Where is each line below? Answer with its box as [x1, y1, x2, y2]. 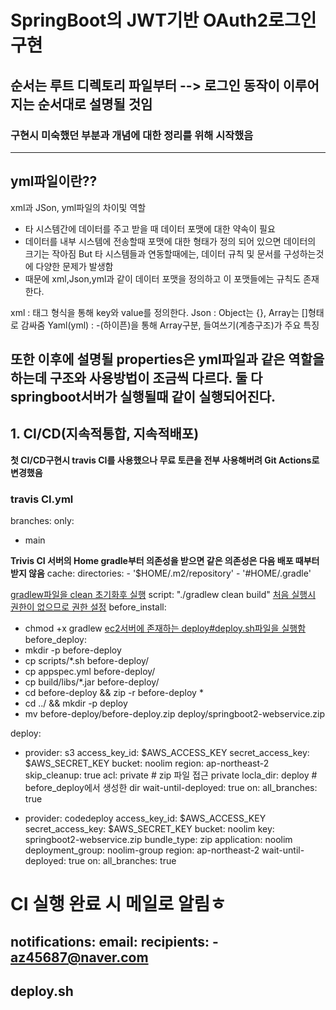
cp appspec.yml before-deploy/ [24, 666, 156, 678]
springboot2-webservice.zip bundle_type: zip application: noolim [24, 834, 293, 846]
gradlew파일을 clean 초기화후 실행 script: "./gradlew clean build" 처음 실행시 [10, 589, 317, 601]
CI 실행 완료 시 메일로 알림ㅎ [10, 893, 227, 916]
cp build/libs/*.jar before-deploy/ [24, 676, 160, 688]
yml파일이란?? [10, 173, 98, 190]
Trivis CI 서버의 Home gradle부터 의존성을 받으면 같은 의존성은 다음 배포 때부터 [10, 555, 320, 567]
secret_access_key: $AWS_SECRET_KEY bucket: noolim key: [24, 823, 275, 835]
